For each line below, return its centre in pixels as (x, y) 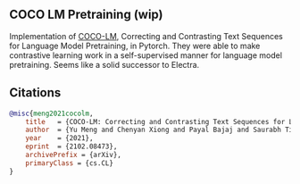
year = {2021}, (59, 138)
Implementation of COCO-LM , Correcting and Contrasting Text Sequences (146, 36)
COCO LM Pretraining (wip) (86, 15)
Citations (35, 93)
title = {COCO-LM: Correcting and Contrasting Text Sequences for (155, 121)
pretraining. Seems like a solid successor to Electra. (104, 64)
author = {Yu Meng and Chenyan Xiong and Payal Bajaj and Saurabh (153, 130)
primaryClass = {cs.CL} (70, 163)
